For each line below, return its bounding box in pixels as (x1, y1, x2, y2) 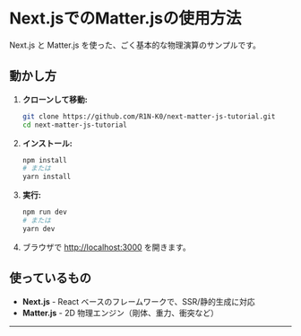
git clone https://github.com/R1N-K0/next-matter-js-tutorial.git (21, 111, 276, 121)
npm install (21, 155, 67, 164)
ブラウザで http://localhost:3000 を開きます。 (21, 242, 191, 252)
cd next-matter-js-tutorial (21, 120, 127, 129)
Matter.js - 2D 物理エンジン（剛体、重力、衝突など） (21, 307, 219, 318)
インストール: (21, 137, 73, 148)
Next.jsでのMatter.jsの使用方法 (9, 8, 242, 29)
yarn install (21, 172, 72, 181)
